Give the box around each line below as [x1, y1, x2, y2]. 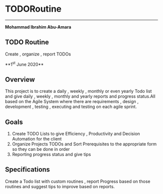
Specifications [5, 165, 50, 174]
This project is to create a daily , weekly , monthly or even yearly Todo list [5, 88, 152, 94]
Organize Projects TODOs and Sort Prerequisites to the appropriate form [12, 141, 157, 147]
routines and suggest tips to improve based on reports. [5, 183, 115, 189]
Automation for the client [12, 136, 62, 142]
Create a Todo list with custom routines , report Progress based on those [5, 178, 150, 184]
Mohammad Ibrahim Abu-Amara [5, 24, 71, 30]
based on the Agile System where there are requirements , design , [5, 99, 139, 105]
